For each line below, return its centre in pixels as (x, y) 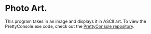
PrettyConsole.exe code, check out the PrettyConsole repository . (70, 26)
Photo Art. (26, 8)
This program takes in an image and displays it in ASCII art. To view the (75, 21)
